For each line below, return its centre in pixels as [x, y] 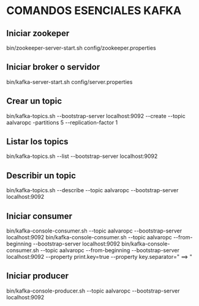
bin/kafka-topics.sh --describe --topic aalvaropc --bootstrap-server [92, 190]
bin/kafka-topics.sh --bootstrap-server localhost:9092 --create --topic [96, 116]
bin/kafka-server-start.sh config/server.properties [69, 82]
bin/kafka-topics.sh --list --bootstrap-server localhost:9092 [82, 156]
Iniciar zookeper [38, 33]
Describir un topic [41, 175]
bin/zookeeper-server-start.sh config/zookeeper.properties [81, 48]
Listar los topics [37, 142]
